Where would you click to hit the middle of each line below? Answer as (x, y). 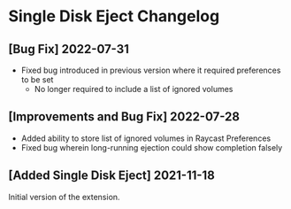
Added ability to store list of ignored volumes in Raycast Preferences (146, 138)
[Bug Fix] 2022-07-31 (69, 49)
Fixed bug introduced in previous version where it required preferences (151, 70)
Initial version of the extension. (64, 197)
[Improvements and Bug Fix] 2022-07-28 (124, 117)
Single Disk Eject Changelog (114, 16)
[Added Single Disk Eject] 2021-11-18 (112, 176)
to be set (37, 80)
